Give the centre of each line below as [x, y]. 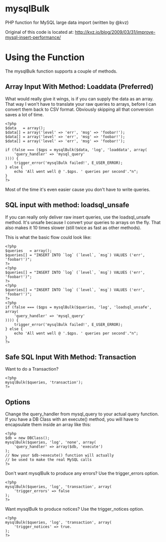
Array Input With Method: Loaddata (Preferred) [79, 87]
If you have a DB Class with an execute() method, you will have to [72, 419]
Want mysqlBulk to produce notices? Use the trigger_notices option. [75, 509]
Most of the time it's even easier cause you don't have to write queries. [78, 189]
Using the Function [45, 57]
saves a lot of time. [25, 114]
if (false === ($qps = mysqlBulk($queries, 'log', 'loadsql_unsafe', [79, 307]
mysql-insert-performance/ [33, 37]
